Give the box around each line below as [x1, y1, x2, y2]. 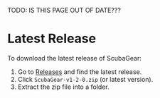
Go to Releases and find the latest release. [17, 67, 142, 76]
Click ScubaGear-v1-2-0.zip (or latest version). [17, 75, 154, 83]
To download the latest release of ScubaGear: [7, 54, 142, 62]
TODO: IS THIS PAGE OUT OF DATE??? [7, 6, 121, 14]
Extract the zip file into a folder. [17, 82, 110, 91]
